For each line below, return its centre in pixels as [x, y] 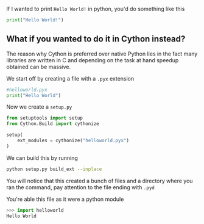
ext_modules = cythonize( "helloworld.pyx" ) [73, 141]
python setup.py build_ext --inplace [54, 169]
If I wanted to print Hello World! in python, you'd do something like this [96, 9]
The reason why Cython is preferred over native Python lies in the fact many [102, 54]
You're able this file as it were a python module [65, 199]
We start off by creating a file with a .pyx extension [70, 78]
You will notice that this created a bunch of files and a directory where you [100, 181]
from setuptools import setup [45, 118]
